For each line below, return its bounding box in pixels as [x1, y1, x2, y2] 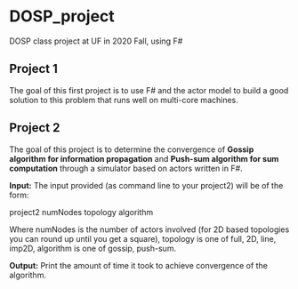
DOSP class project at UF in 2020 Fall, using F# [9, 36, 183, 46]
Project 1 [9, 61, 58, 76]
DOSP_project [9, 6, 116, 27]
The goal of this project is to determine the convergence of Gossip [9, 144, 254, 155]
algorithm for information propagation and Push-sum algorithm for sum [9, 153, 279, 164]
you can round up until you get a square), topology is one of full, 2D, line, [9, 233, 277, 244]
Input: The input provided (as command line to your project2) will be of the [9, 180, 284, 190]
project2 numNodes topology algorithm [9, 206, 154, 217]
